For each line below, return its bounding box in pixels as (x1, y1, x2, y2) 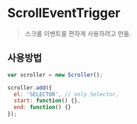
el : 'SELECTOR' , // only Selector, (13, 91, 119, 98)
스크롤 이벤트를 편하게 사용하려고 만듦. (24, 29, 131, 38)
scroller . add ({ (7, 84, 53, 91)
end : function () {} (13, 104, 72, 111)
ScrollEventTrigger (7, 5, 121, 21)
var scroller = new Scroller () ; (7, 71, 103, 79)
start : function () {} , (13, 97, 81, 104)
